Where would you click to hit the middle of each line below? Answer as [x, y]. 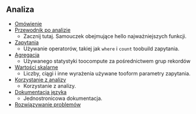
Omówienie [28, 23]
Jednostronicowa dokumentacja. [63, 98]
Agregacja [27, 54]
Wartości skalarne [36, 67]
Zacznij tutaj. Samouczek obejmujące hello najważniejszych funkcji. [105, 36]
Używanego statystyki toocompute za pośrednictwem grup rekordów [107, 61]
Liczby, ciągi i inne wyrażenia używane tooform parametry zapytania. [107, 73]
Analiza [20, 10]
